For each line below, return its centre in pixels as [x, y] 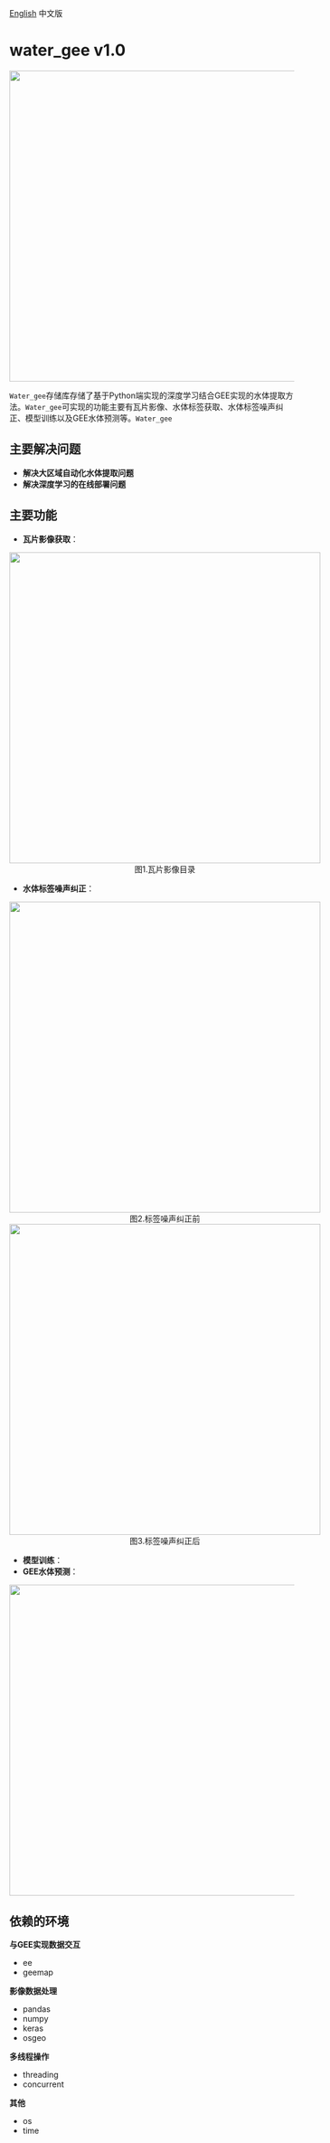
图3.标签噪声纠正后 [165, 1541]
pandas [37, 2009]
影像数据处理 [33, 1991]
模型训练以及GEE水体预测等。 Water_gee [99, 418]
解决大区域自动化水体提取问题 [78, 472]
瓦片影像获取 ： [50, 539]
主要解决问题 [45, 449]
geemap [38, 1972]
